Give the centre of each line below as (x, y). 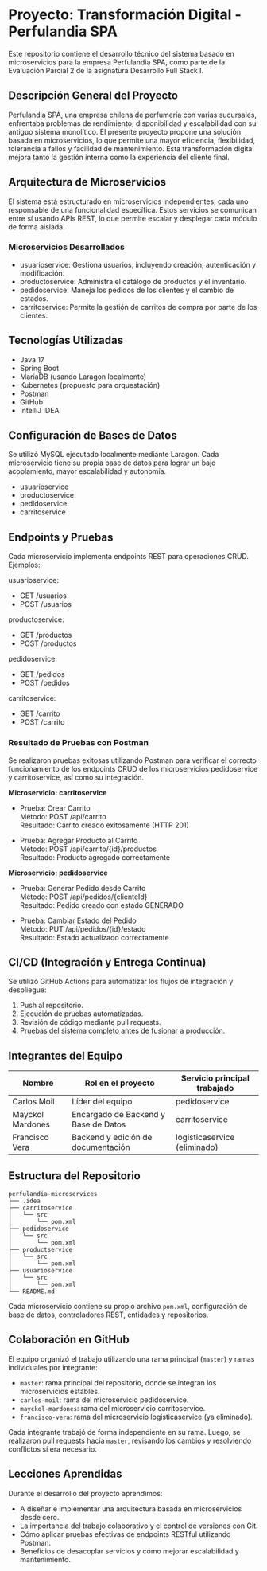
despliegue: (27, 990)
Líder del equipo (102, 1102)
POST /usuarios (45, 604)
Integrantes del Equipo (66, 1055)
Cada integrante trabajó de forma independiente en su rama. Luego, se (124, 1432)
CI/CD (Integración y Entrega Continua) (107, 962)
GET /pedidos (42, 674)
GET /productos (46, 635)
